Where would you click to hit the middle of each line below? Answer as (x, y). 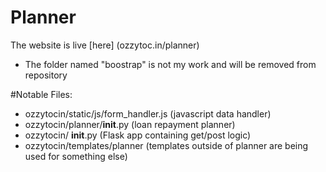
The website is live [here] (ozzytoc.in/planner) (105, 45)
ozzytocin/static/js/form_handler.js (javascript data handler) (148, 113)
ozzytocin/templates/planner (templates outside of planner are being (166, 145)
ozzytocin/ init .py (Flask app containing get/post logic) (138, 135)
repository (46, 75)
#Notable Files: (41, 94)
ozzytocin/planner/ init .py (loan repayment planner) (130, 124)
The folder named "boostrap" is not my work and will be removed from (170, 64)
